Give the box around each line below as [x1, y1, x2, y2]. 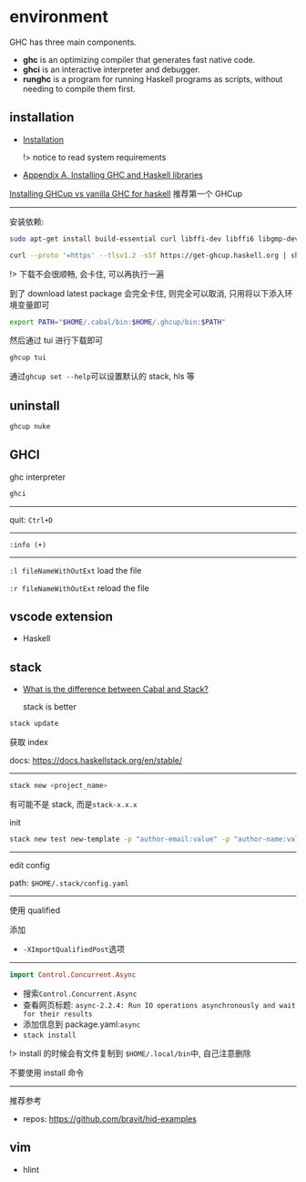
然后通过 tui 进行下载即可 [9, 335, 104, 346]
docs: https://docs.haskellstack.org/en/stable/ [9, 755, 183, 766]
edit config [9, 859, 50, 870]
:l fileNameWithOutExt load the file [9, 565, 142, 575]
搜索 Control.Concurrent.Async [22, 988, 138, 999]
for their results [22, 1010, 93, 1019]
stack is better [22, 701, 77, 712]
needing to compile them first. [22, 83, 137, 94]
